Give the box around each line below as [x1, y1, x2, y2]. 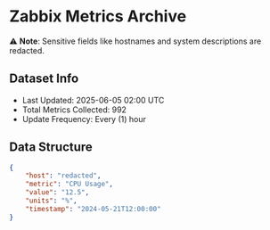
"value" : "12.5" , [25, 188, 90, 197]
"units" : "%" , [25, 196, 78, 206]
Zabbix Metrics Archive [9, 6, 187, 27]
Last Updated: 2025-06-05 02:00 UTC [21, 94, 165, 105]
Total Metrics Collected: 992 [21, 104, 127, 115]
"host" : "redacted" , [25, 171, 102, 180]
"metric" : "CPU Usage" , [25, 180, 114, 189]
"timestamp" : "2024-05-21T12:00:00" [25, 204, 162, 213]
